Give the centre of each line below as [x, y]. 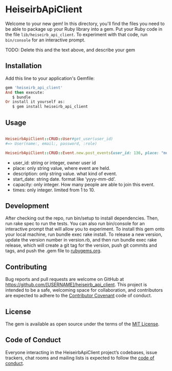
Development [27, 206]
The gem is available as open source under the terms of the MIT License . [82, 324]
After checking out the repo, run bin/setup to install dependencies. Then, [82, 218]
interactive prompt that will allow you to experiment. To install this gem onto [85, 229]
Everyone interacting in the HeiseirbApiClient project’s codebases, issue [81, 352]
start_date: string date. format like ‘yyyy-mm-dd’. [64, 179]
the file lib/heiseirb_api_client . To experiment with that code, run [76, 34]
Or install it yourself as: [35, 102]
